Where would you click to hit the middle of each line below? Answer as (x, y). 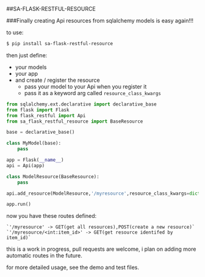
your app (27, 73)
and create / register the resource (57, 80)
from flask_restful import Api (46, 115)
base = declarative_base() (41, 132)
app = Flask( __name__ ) (35, 160)
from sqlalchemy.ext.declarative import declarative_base (81, 104)
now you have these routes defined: (52, 216)
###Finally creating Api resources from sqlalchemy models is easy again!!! (100, 20)
